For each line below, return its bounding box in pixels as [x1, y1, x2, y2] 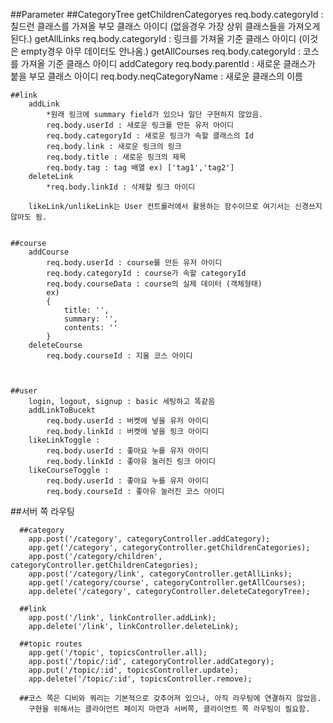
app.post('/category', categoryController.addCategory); [28, 534, 271, 544]
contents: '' [63, 323, 118, 333]
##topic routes [19, 639, 83, 649]
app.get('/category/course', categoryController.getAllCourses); [28, 578, 307, 588]
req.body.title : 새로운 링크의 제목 [46, 152, 187, 162]
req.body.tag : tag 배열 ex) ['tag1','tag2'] [46, 163, 235, 173]
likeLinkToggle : [28, 435, 101, 445]
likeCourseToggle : [28, 465, 110, 475]
